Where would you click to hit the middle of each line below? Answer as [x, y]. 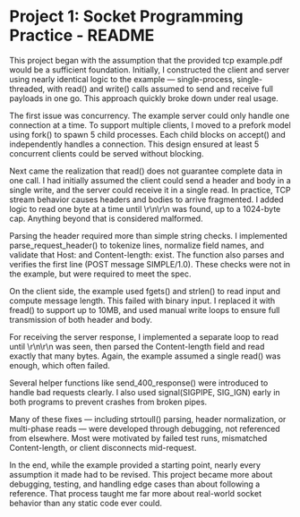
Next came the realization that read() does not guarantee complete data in [146, 171]
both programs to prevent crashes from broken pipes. [108, 402]
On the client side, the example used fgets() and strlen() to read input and [145, 291]
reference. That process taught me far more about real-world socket [136, 493]
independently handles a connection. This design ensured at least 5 [134, 144]
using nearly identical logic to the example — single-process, [122, 79]
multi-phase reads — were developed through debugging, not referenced [145, 428]
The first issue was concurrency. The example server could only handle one [150, 115]
